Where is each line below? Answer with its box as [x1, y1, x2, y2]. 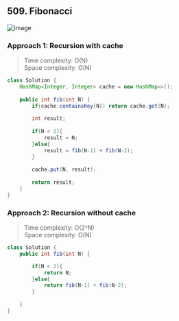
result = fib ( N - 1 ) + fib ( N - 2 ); [43, 147, 134, 154]
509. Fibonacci [7, 5, 73, 17]
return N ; [43, 269, 72, 276]
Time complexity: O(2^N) [23, 224, 95, 232]
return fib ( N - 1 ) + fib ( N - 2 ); [43, 282, 128, 289]
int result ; [32, 115, 67, 122]
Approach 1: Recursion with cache [7, 40, 123, 50]
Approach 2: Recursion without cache [7, 208, 136, 217]
